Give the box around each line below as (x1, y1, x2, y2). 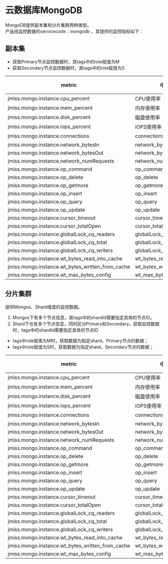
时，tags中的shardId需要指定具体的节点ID (12, 327, 98, 333)
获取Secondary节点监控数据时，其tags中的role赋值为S (12, 65, 125, 71)
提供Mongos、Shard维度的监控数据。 (5, 304, 82, 310)
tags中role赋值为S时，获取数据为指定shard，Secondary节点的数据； (12, 344, 154, 350)
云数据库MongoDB (5, 5, 82, 16)
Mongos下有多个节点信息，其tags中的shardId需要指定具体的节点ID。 (12, 314, 155, 320)
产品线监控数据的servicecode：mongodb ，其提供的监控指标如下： (5, 28, 144, 34)
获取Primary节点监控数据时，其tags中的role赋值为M (12, 59, 120, 65)
